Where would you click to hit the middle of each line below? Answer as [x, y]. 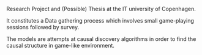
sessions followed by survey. [43, 27]
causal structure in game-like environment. [61, 46]
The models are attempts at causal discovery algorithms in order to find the [101, 39]
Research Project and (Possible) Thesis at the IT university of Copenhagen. [101, 9]
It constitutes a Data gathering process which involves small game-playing [100, 20]
